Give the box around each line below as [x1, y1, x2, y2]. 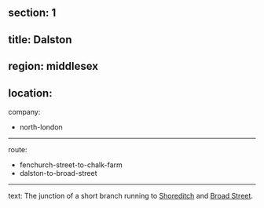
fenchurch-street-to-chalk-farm [19, 160, 123, 170]
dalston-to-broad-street [19, 168, 97, 177]
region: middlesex [8, 60, 99, 73]
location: [8, 86, 53, 100]
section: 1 [8, 6, 57, 20]
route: [8, 144, 27, 154]
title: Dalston [8, 33, 72, 46]
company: [8, 107, 41, 116]
